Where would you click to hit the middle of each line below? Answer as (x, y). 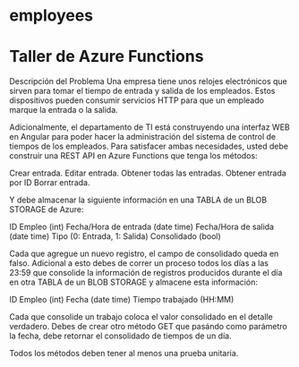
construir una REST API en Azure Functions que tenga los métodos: (133, 156)
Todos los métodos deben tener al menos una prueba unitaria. (124, 354)
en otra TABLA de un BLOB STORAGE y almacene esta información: (133, 282)
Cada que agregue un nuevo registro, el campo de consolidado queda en (144, 254)
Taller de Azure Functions (107, 57)
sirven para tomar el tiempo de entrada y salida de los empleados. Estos (142, 91)
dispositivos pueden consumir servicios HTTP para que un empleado (137, 100)
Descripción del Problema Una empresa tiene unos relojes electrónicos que (149, 81)
